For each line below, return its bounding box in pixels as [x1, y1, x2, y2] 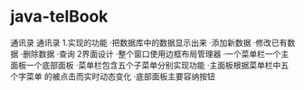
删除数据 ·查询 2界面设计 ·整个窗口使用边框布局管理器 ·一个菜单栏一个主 [22, 48, 290, 59]
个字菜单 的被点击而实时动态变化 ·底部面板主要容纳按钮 [10, 70, 215, 82]
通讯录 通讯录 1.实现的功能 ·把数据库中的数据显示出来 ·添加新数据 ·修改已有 [10, 37, 288, 48]
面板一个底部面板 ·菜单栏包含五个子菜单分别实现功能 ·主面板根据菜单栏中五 [10, 59, 289, 70]
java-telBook [10, 6, 109, 27]
